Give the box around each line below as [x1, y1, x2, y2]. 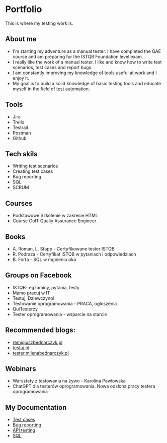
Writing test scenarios [12, 163, 58, 169]
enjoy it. [12, 75, 29, 81]
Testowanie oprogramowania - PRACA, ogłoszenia [12, 300, 117, 306]
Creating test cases [12, 168, 53, 174]
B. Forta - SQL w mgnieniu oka [12, 257, 76, 263]
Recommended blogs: [5, 326, 76, 335]
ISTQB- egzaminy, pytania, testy [12, 284, 79, 290]
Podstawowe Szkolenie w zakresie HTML [12, 213, 98, 219]
